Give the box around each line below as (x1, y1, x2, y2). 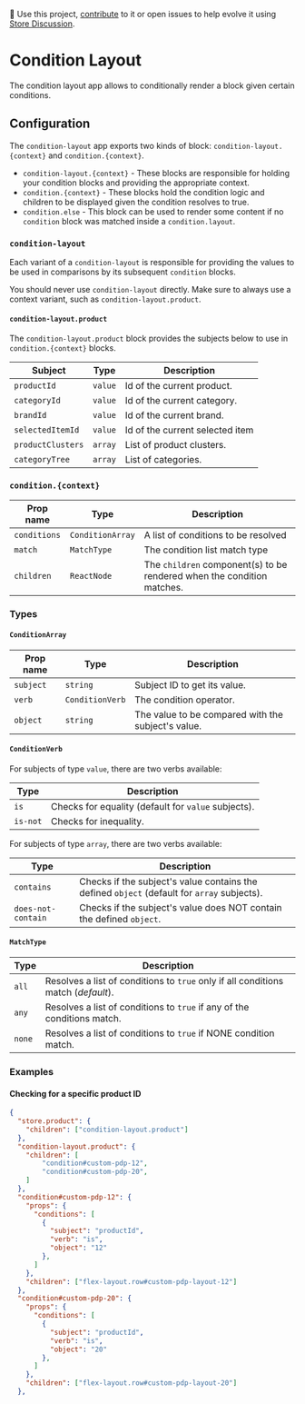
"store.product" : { (17, 1117, 92, 1126)
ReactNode (69, 571, 113, 581)
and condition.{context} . (48, 150, 145, 161)
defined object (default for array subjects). (79, 886, 263, 899)
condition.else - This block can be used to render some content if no (22, 205, 284, 217)
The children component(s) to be (143, 558, 288, 571)
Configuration (9, 116, 91, 132)
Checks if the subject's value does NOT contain (79, 901, 283, 913)
